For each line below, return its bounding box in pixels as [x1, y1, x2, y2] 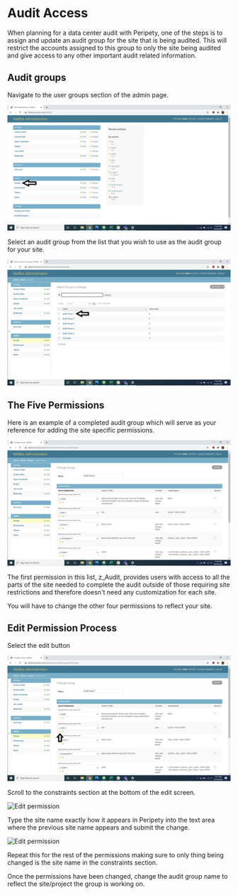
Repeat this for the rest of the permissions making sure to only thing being [7, 851, 225, 859]
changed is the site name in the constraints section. [7, 858, 158, 867]
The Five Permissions [7, 399, 105, 411]
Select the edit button [7, 641, 71, 649]
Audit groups [7, 72, 67, 84]
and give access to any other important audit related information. [7, 51, 197, 60]
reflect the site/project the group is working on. [7, 879, 145, 889]
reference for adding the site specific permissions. [7, 425, 154, 434]
